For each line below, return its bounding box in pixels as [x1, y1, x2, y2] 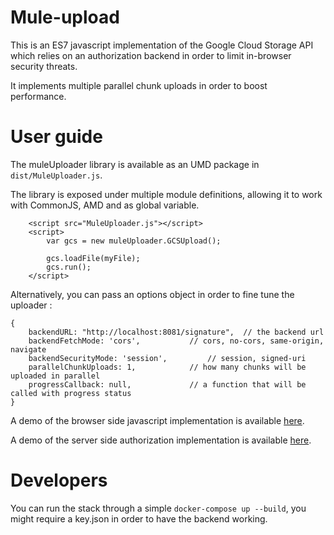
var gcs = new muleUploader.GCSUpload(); [46, 236, 222, 246]
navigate [10, 344, 47, 355]
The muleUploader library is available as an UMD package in [10, 158, 260, 170]
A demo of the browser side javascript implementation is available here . [10, 414, 305, 426]
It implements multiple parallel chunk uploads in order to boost [10, 79, 268, 91]
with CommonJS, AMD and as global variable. [10, 199, 200, 211]
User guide [10, 126, 103, 148]
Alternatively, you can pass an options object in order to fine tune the [10, 288, 295, 300]
